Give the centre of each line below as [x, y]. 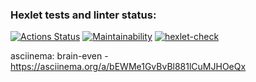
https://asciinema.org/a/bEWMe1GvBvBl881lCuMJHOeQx [128, 67]
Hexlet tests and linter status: [83, 15]
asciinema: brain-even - [59, 56]
